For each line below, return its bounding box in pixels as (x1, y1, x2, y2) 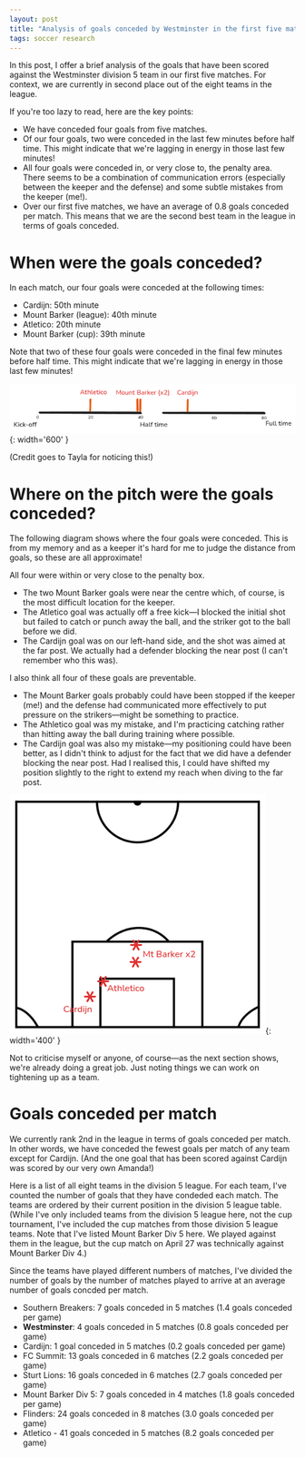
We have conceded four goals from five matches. (22, 123, 208, 135)
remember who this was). (22, 655, 119, 666)
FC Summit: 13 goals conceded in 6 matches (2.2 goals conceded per (22, 1351, 284, 1362)
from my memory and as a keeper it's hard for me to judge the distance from (9, 543, 297, 554)
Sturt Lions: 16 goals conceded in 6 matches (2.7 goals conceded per (22, 1370, 283, 1381)
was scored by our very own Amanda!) (9, 1163, 154, 1174)
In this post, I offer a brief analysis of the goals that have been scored (9, 60, 270, 71)
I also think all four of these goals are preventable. (9, 673, 197, 684)
